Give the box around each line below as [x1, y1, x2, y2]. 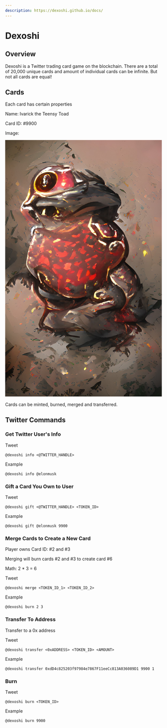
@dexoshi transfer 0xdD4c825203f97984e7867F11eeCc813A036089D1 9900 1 [5, 666, 155, 671]
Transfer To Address [5, 616, 56, 623]
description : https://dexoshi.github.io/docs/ [5, 8, 103, 13]
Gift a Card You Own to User [5, 483, 74, 490]
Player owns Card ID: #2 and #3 [5, 546, 71, 552]
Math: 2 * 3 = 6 [5, 566, 37, 572]
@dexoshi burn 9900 [5, 718, 46, 723]
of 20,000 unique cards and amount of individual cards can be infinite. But [5, 68, 158, 74]
